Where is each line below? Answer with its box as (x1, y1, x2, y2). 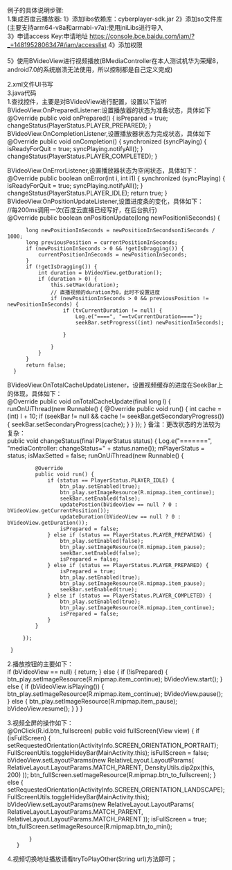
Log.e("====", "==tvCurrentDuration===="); (75, 313, 203, 320)
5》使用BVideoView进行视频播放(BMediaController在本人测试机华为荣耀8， (7, 57, 223, 64)
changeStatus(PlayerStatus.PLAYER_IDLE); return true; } (7, 189, 168, 197)
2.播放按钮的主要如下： (7, 660, 74, 668)
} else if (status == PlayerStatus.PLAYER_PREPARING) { (47, 532, 213, 539)
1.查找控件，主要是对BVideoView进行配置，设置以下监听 (7, 98, 168, 105)
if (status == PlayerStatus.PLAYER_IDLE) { (47, 477, 175, 484)
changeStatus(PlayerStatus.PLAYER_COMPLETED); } (7, 152, 158, 160)
